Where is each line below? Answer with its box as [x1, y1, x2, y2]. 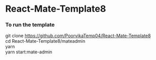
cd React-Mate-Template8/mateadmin [5, 38, 86, 44]
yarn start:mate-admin [5, 49, 53, 55]
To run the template [5, 21, 55, 28]
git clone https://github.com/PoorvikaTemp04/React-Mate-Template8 [5, 33, 151, 39]
